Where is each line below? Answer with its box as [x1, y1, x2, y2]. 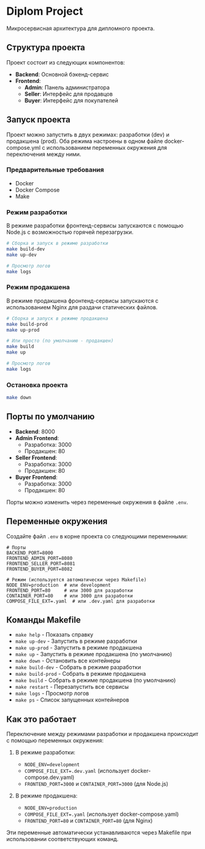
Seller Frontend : [15, 454, 57, 461]
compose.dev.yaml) [24, 773, 75, 781]
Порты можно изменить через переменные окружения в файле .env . [6, 498, 188, 506]
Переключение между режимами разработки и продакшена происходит [6, 731, 198, 738]
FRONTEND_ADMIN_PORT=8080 [6, 555, 72, 561]
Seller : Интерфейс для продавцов [24, 90, 113, 98]
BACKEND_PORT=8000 [6, 549, 53, 556]
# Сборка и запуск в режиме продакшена [6, 315, 109, 322]
